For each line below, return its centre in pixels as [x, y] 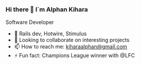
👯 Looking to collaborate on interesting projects [72, 40]
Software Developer [30, 22]
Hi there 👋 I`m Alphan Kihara [47, 9]
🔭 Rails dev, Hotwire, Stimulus [50, 34]
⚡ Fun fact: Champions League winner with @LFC [74, 56]
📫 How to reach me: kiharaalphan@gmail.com [70, 47]
